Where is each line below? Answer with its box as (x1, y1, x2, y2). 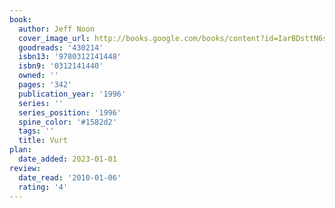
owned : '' (18, 71, 59, 81)
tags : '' (18, 126, 55, 136)
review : (9, 163, 42, 173)
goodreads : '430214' (18, 42, 104, 53)
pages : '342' (18, 80, 73, 90)
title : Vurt (18, 136, 69, 146)
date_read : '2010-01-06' (18, 172, 122, 183)
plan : (9, 145, 32, 155)
